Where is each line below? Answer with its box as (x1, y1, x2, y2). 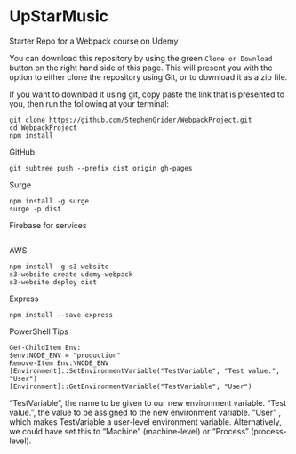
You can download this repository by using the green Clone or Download (9, 52, 273, 63)
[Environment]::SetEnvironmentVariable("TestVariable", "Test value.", (9, 366, 280, 375)
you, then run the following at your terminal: (9, 98, 170, 108)
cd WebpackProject (9, 123, 77, 132)
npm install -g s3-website (9, 262, 109, 271)
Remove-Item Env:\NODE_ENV (9, 358, 109, 368)
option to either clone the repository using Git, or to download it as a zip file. (9, 71, 288, 82)
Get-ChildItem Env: (9, 343, 82, 352)
